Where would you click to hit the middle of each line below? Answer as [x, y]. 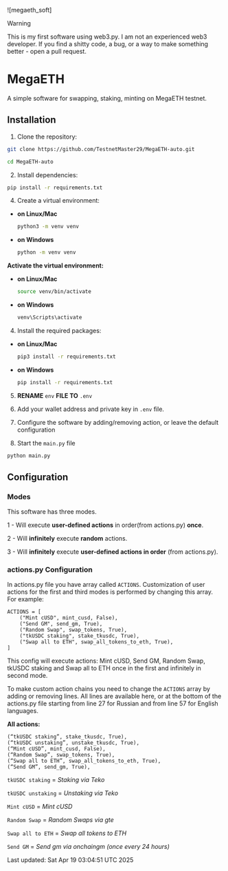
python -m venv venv [46, 252]
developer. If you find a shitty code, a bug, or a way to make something [107, 44]
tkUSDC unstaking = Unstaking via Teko [63, 793]
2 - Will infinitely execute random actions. [67, 539]
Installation [32, 120]
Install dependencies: [47, 174]
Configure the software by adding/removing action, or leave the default [118, 422]
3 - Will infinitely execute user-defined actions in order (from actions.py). [113, 552]
